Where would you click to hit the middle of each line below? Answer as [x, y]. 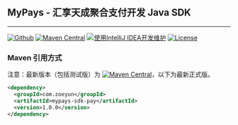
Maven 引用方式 [35, 57]
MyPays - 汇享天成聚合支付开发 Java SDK [99, 13]
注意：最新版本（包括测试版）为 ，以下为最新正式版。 [110, 75]
